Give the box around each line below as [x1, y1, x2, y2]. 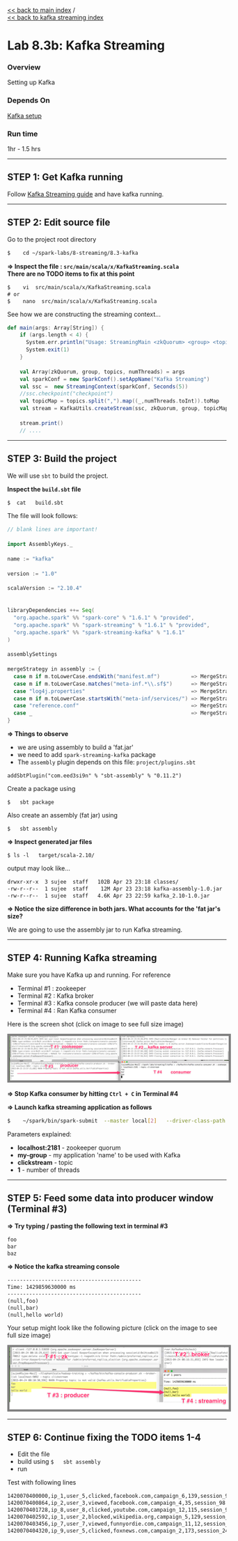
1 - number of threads [17, 1166, 80, 1174]
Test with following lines [7, 1478, 77, 1487]
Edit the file [17, 1450, 50, 1458]
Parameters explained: [7, 1130, 72, 1139]
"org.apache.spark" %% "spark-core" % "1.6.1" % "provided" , [13, 614, 195, 621]
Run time [7, 129, 38, 139]
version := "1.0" [7, 570, 58, 577]
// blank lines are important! [7, 526, 98, 533]
